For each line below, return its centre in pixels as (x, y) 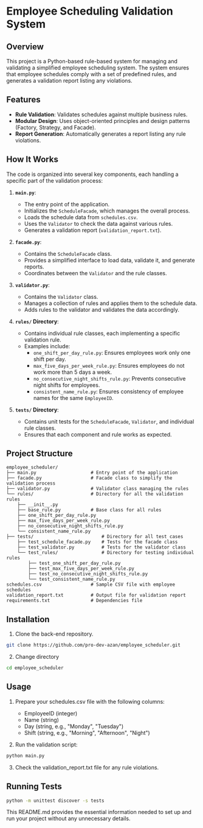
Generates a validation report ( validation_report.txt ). (93, 230)
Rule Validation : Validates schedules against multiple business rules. (101, 114)
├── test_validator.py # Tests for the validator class (102, 547)
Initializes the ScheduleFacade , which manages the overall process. (107, 211)
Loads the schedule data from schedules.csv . (81, 217)
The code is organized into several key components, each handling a (92, 174)
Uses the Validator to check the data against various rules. (98, 223)
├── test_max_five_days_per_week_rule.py (81, 569)
